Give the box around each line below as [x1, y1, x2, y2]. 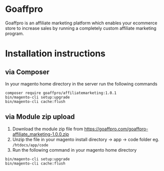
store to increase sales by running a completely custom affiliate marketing [5, 25, 157, 31]
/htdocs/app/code [12, 143, 49, 148]
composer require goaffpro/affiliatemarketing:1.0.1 [5, 90, 117, 95]
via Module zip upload [5, 113, 75, 121]
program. [5, 30, 24, 36]
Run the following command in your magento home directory [12, 147, 137, 153]
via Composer [5, 68, 50, 76]
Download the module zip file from [12, 126, 83, 132]
